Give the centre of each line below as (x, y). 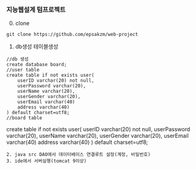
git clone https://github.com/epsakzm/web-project (72, 35)
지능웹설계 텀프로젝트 (36, 9)
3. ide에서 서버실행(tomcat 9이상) (47, 161)
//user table (23, 70)
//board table (24, 118)
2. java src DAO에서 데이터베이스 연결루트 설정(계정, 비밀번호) (79, 155)
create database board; (37, 65)
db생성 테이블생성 (37, 46)
